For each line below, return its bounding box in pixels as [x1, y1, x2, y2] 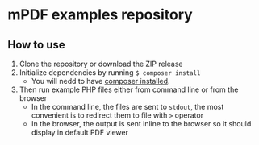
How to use [7, 38, 65, 52]
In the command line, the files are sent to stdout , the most [31, 102, 224, 111]
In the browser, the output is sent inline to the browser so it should [31, 119, 252, 128]
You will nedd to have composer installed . [31, 77, 170, 85]
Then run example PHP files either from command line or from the [19, 85, 239, 94]
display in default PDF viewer [31, 127, 128, 137]
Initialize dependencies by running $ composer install [19, 68, 201, 77]
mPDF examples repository [7, 6, 193, 24]
